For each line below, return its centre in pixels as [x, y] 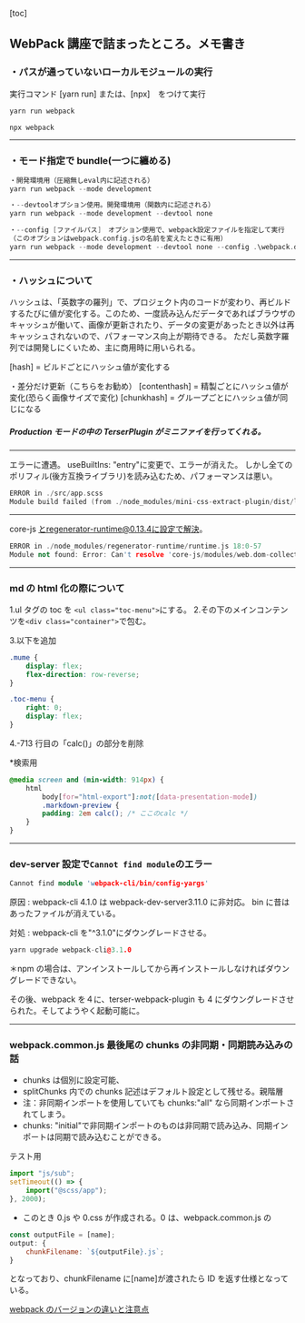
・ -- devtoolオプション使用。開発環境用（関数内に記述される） [112, 205]
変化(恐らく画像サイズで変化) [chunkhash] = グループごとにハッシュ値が [145, 398]
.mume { [24, 657]
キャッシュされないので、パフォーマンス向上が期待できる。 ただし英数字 [145, 337]
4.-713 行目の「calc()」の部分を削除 [77, 743]
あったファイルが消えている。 [65, 914]
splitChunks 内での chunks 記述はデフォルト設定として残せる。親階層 [153, 1092]
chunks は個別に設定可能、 [73, 1080]
